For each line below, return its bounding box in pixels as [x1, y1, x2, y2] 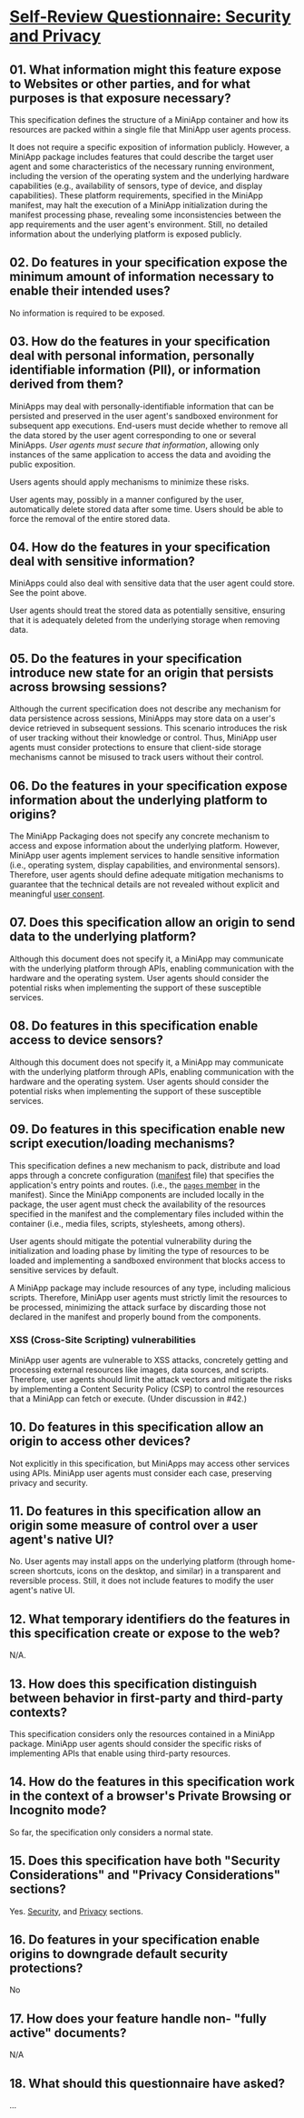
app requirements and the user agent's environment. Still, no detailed [9, 219, 269, 229]
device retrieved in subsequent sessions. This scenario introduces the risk [9, 723, 288, 734]
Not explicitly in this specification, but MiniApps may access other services [9, 1458, 290, 1469]
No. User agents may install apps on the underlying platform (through [9, 1556, 270, 1567]
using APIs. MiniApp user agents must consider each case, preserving [9, 1467, 272, 1479]
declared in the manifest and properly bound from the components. [9, 1311, 261, 1322]
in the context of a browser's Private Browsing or [9, 1789, 292, 1804]
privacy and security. [9, 1477, 88, 1488]
